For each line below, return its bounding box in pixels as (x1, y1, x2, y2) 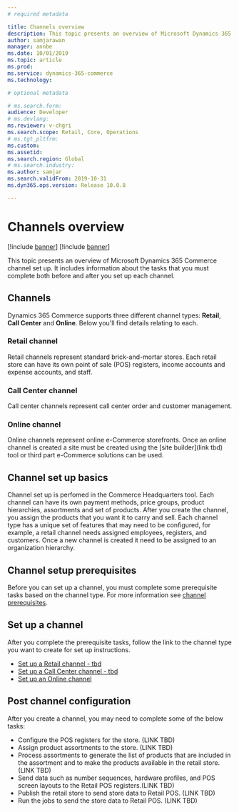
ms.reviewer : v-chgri (7, 122, 72, 129)
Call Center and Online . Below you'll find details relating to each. (7, 318, 198, 327)
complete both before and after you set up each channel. (7, 271, 175, 280)
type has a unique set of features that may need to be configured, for (7, 521, 211, 529)
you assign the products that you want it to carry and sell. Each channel (7, 513, 218, 522)
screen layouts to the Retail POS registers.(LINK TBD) (17, 781, 175, 789)
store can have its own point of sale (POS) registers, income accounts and (7, 360, 225, 368)
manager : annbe (7, 44, 53, 51)
